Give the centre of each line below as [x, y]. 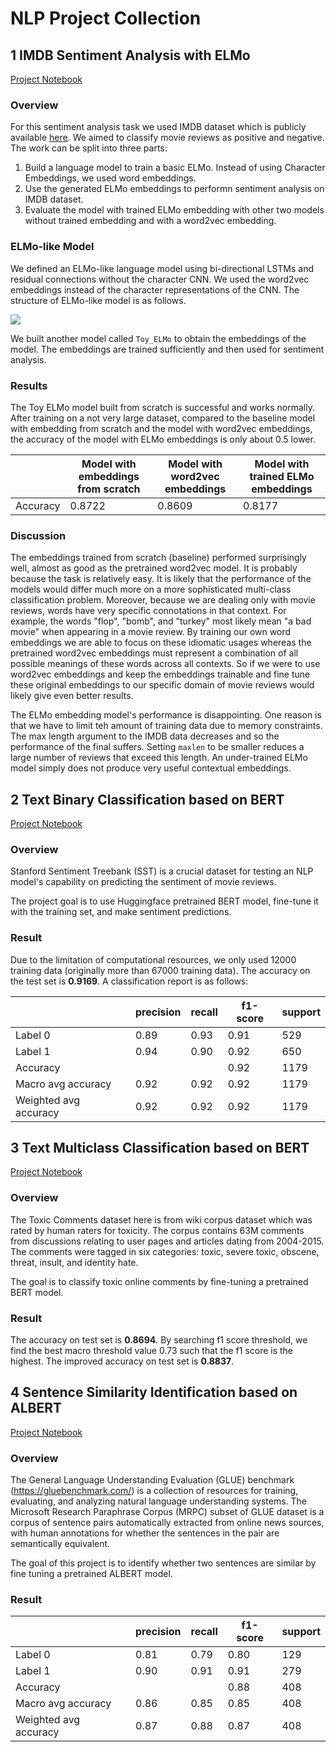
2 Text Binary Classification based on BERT [147, 799]
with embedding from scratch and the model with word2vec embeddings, [161, 428]
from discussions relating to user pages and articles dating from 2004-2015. [167, 1241]
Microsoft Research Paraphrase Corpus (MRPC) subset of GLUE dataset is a [167, 1512]
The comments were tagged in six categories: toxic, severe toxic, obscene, [165, 1251]
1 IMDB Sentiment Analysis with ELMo [130, 55]
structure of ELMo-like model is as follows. [98, 300]
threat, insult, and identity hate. [74, 1262]
